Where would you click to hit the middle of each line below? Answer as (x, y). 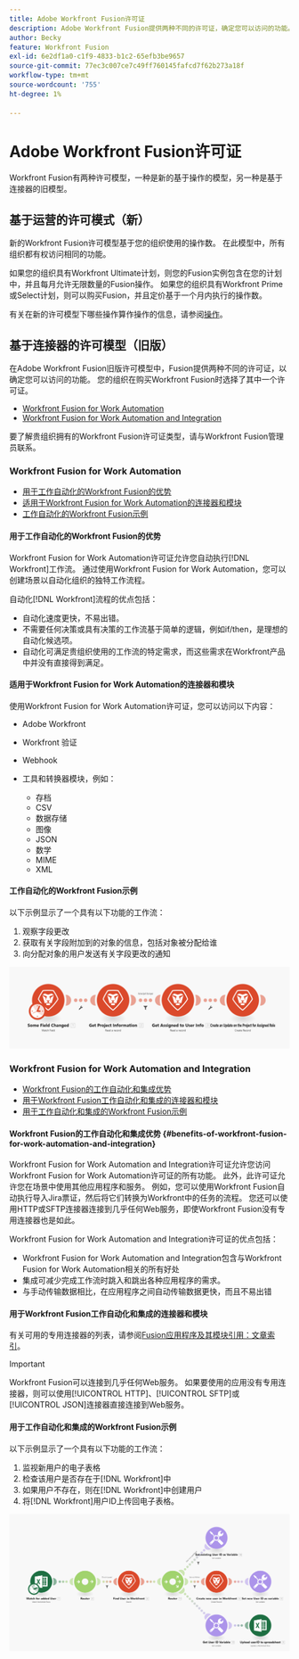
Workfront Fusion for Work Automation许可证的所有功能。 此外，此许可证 (143, 1176)
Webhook (40, 760)
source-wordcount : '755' (55, 85)
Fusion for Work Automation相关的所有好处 (101, 1269)
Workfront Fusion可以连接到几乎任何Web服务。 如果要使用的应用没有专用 (144, 1382)
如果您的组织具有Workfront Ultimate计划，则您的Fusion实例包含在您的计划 (146, 273)
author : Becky (36, 37)
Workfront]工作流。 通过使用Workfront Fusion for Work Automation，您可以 (148, 569)
